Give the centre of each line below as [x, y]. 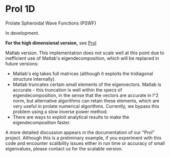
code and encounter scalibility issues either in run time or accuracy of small [85, 143]
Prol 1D [20, 9]
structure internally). [34, 79]
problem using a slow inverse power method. [60, 111]
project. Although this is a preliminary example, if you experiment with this [83, 138]
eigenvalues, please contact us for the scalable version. [64, 148]
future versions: [22, 63]
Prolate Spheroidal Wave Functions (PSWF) [51, 23]
